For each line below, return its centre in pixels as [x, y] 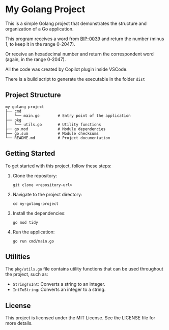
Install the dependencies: [39, 213]
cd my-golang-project [35, 204]
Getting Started [30, 154]
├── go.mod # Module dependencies [55, 129]
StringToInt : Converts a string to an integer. [59, 284]
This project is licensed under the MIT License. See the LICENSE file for [80, 318]
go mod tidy [25, 222]
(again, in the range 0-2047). [36, 59]
